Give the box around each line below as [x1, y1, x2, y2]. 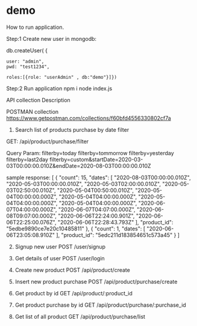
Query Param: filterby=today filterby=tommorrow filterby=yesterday [6, 149, 175, 156]
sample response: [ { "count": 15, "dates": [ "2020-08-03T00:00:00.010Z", [6, 174, 191, 181]
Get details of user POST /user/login [14, 254, 105, 262]
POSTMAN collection [6, 108, 59, 115]
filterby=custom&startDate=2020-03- [49, 156, 143, 163]
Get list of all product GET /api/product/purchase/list [14, 313, 146, 320]
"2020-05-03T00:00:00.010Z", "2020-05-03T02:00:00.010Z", [6, 180, 161, 187]
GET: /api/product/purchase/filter [6, 138, 89, 145]
